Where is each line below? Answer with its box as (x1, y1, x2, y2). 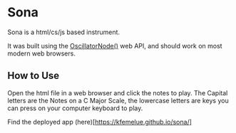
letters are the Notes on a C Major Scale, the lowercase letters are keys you (7, 96, 230, 105)
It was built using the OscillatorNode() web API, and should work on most (7, 41, 222, 50)
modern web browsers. (7, 49, 76, 58)
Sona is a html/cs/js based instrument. (7, 28, 120, 36)
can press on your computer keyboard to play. (7, 104, 143, 112)
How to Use (7, 70, 60, 82)
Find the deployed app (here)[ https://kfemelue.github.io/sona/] (7, 117, 193, 126)
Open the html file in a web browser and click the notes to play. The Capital (7, 88, 228, 97)
